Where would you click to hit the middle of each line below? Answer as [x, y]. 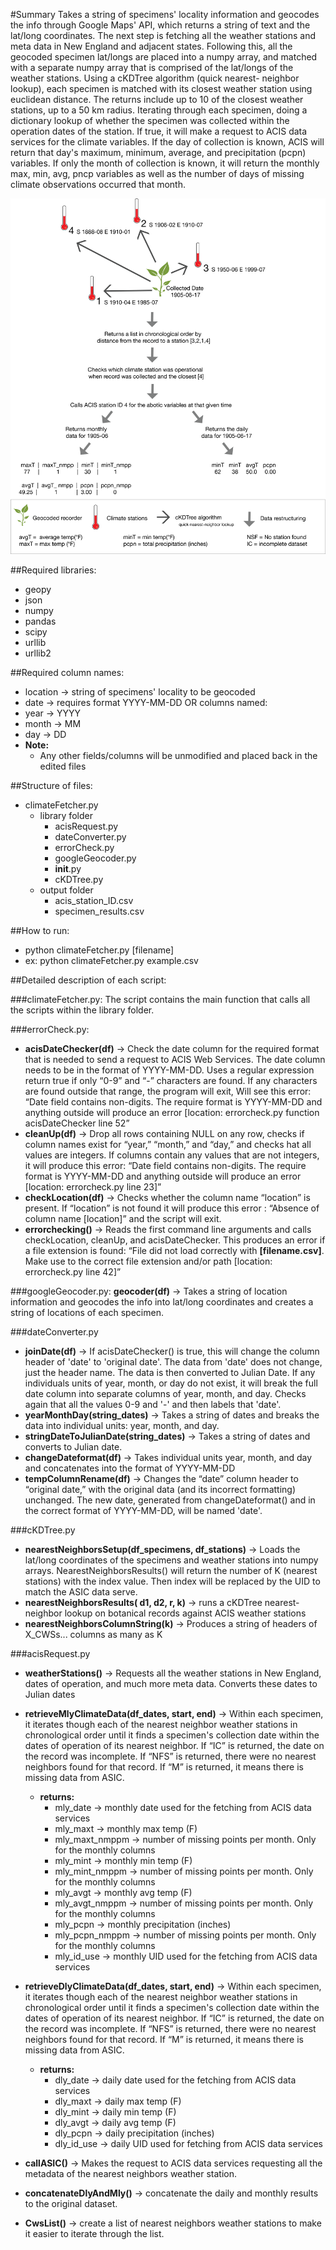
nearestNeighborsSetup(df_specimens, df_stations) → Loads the [162, 1549]
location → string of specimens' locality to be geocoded [140, 692]
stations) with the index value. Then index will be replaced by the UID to [172, 1581]
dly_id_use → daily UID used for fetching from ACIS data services [188, 2143]
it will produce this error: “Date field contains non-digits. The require [165, 1165]
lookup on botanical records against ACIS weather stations [185, 1613]
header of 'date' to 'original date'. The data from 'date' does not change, [173, 1362]
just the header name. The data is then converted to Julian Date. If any [170, 1372]
